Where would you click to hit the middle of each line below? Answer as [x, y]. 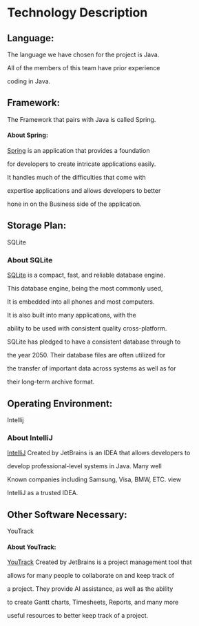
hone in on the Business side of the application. [74, 204]
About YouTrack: [32, 547]
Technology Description [77, 13]
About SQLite [30, 260]
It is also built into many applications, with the [72, 315]
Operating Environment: [60, 403]
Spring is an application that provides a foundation [78, 151]
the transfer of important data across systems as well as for [92, 368]
